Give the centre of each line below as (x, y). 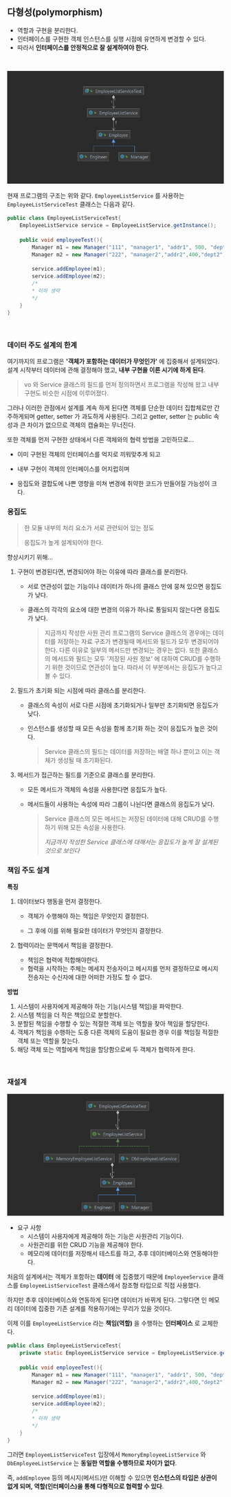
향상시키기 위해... (30, 557)
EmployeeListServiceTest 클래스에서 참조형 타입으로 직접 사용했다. (110, 1286)
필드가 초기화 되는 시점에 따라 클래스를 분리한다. (81, 691)
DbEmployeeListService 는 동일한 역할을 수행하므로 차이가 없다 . (92, 1463)
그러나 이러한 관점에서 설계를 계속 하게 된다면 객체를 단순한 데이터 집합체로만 (110, 408)
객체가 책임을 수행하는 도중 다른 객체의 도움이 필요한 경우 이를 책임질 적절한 (118, 1032)
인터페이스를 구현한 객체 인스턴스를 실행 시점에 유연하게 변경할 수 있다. (111, 39)
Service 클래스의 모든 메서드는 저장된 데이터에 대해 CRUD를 (125, 819)
